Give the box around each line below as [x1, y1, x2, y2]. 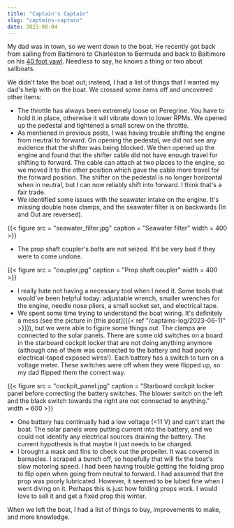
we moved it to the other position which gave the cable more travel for [17, 166, 220, 175]
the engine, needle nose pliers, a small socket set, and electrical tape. [17, 302, 219, 310]
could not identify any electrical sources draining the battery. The [17, 432, 206, 441]
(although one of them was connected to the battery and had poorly [17, 346, 214, 355]
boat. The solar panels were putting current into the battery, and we [17, 425, 213, 434]
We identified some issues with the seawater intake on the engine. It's [17, 196, 219, 204]
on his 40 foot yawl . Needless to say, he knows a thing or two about [7, 57, 203, 66]
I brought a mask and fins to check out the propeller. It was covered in [17, 448, 219, 456]
